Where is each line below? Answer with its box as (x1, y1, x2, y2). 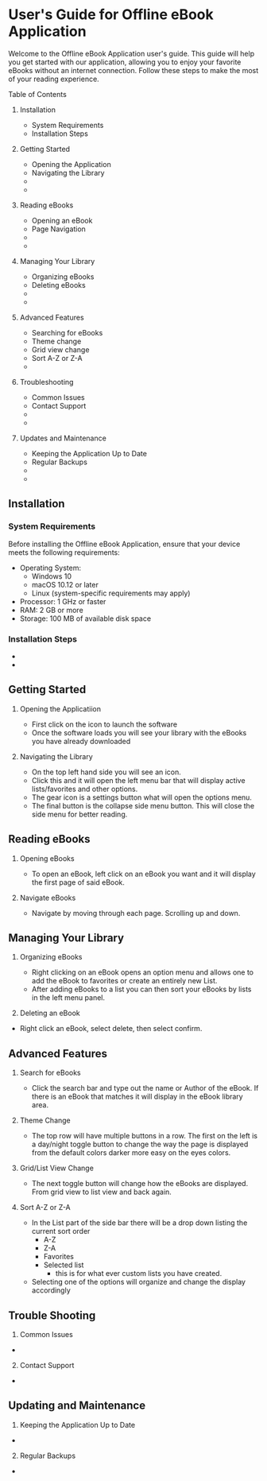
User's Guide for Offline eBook (8, 6, 214, 24)
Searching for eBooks (31, 328, 103, 337)
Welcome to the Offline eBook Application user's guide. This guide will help (8, 48, 255, 58)
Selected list (43, 1260, 84, 1270)
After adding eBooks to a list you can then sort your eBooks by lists (31, 984, 252, 994)
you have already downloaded (31, 736, 131, 746)
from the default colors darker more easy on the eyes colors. (31, 1148, 231, 1157)
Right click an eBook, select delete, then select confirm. (19, 1024, 203, 1033)
